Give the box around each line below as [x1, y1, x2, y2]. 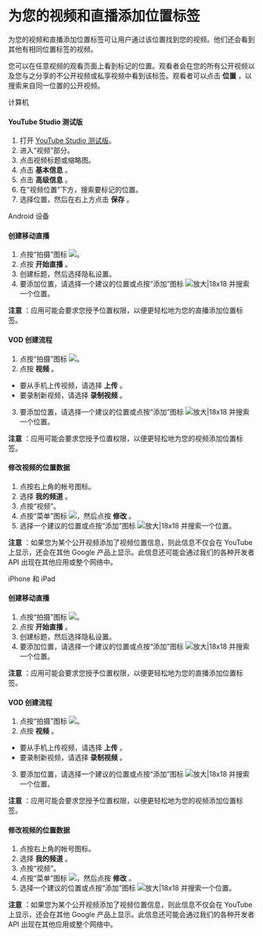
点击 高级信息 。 [19, 175, 72, 185]
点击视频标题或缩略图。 [19, 155, 95, 165]
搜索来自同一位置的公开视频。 [8, 80, 104, 90]
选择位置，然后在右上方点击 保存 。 [19, 195, 134, 204]
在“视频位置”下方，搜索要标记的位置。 [19, 185, 143, 195]
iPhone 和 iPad [8, 574, 56, 583]
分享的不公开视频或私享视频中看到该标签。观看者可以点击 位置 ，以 [34, 71, 252, 80]
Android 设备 [8, 211, 49, 221]
